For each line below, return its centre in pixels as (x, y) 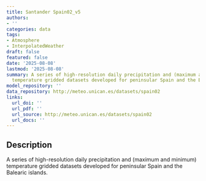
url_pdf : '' (27, 109)
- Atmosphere (23, 40)
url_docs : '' (29, 120)
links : (15, 97)
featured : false (27, 57)
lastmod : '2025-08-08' (35, 69)
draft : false (23, 52)
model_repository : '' (34, 86)
